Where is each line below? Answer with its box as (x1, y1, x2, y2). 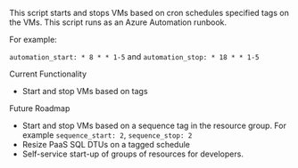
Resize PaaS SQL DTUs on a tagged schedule (21, 140, 190, 149)
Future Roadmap (9, 103, 70, 114)
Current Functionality (9, 68, 87, 79)
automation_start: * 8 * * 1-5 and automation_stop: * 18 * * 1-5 (9, 52, 260, 61)
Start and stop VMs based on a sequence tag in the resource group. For (21, 120, 287, 131)
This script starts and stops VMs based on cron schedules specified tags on (9, 8, 290, 18)
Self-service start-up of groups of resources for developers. (21, 148, 244, 159)
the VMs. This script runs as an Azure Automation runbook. (9, 17, 228, 28)
